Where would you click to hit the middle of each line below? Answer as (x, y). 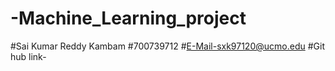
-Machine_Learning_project (128, 18)
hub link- (28, 56)
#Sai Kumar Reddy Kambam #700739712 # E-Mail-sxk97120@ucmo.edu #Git (167, 46)
